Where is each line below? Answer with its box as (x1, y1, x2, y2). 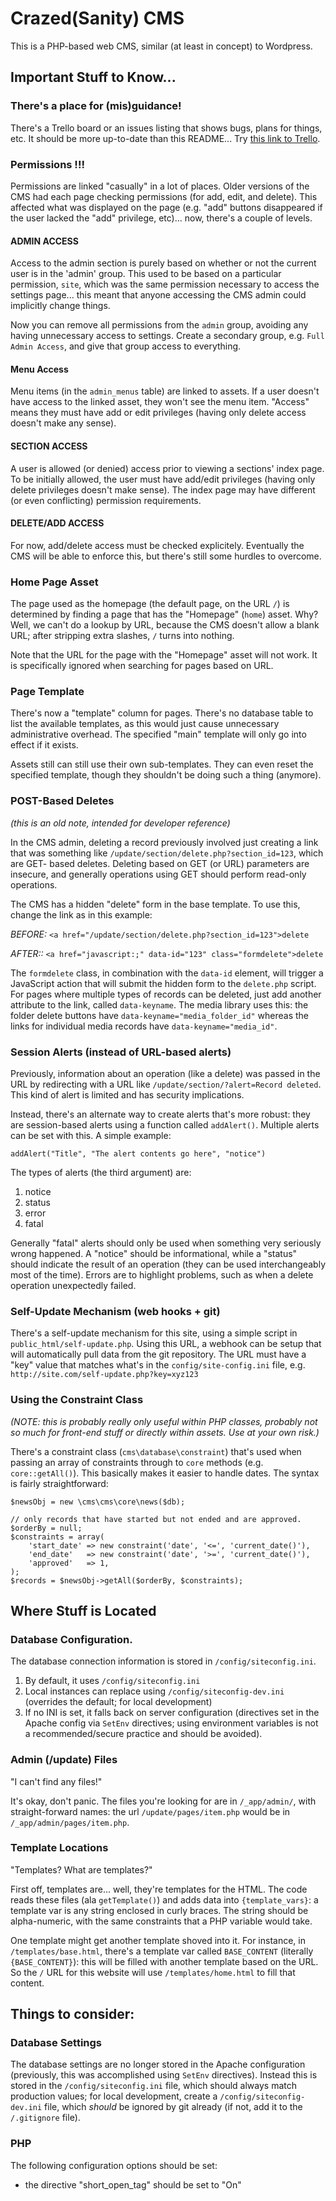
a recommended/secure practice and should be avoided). (24, 1728, 263, 1740)
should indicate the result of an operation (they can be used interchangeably (10, 1258, 326, 1270)
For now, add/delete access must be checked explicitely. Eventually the (10, 539, 305, 551)
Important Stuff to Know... (10, 69, 177, 86)
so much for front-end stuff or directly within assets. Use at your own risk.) (10, 1426, 320, 1438)
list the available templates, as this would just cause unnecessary (10, 718, 280, 730)
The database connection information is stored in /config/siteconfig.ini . (10, 1655, 317, 1667)
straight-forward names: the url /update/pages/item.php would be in (10, 1805, 291, 1817)
